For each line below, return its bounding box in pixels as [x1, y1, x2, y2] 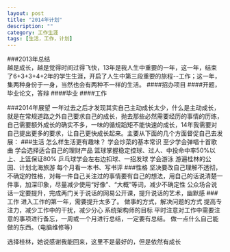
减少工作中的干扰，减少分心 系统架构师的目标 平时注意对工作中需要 [25, 206, 214, 214]
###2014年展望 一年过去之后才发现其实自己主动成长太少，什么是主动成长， [7, 104, 220, 112]
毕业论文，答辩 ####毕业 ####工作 [7, 89, 107, 98]
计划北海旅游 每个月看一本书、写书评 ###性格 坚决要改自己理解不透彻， [18, 163, 222, 171]
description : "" [7, 23, 53, 29]
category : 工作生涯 [7, 29, 59, 36]
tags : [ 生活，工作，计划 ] [7, 36, 73, 42]
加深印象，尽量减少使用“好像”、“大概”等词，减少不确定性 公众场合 [25, 180, 212, 188]
